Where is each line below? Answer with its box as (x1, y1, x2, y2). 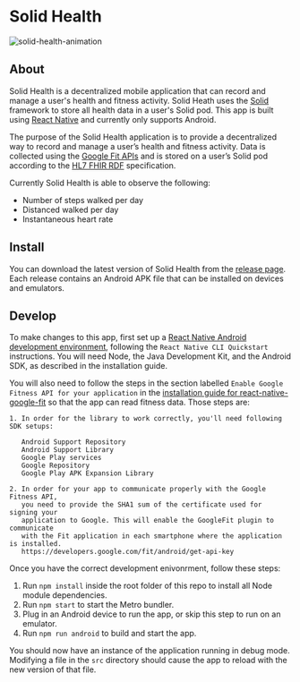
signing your (9, 508, 58, 517)
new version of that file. (9, 664, 97, 675)
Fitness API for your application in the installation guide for (9, 388, 238, 398)
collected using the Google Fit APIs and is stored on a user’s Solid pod (9, 150, 269, 161)
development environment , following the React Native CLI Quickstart (9, 342, 269, 353)
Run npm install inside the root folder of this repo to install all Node (21, 580, 273, 592)
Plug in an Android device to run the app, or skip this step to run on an (21, 609, 281, 619)
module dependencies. (21, 590, 107, 601)
